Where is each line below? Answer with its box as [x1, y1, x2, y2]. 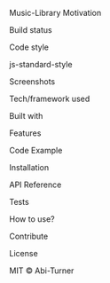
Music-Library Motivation [9, 8, 102, 18]
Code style [9, 42, 50, 52]
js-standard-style [9, 59, 73, 69]
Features [9, 128, 42, 138]
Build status [9, 25, 52, 35]
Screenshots [9, 76, 56, 87]
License [9, 248, 38, 258]
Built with [9, 111, 43, 121]
